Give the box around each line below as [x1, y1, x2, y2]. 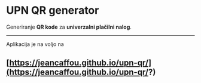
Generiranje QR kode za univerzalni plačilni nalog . [6, 23, 132, 30]
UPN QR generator [6, 4, 99, 17]
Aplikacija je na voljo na [6, 40, 64, 48]
